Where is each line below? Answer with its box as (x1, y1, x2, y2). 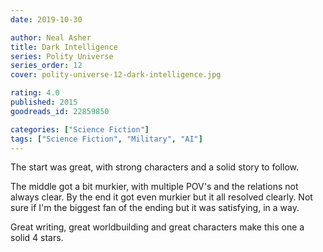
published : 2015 (10, 97, 78, 107)
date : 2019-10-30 (10, 14, 83, 25)
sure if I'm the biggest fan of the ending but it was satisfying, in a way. (10, 202, 300, 214)
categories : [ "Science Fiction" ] (10, 124, 150, 135)
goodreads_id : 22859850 (10, 106, 110, 116)
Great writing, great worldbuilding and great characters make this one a (10, 221, 305, 233)
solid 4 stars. (10, 232, 64, 244)
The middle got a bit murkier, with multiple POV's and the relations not (10, 181, 299, 193)
